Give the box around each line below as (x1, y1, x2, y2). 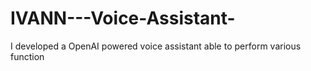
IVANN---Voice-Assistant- (10, 7, 236, 30)
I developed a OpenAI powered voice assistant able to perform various (10, 40, 302, 52)
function (10, 50, 45, 62)
